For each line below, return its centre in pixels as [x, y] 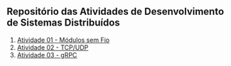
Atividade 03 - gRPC [47, 55]
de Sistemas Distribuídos [63, 23]
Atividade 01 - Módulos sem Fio [63, 40]
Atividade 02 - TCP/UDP [53, 47]
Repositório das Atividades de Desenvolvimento [116, 12]
